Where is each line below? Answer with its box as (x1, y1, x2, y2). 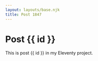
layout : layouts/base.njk (5, 7, 60, 12)
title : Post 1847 (5, 12, 42, 17)
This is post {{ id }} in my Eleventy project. (5, 50, 93, 56)
